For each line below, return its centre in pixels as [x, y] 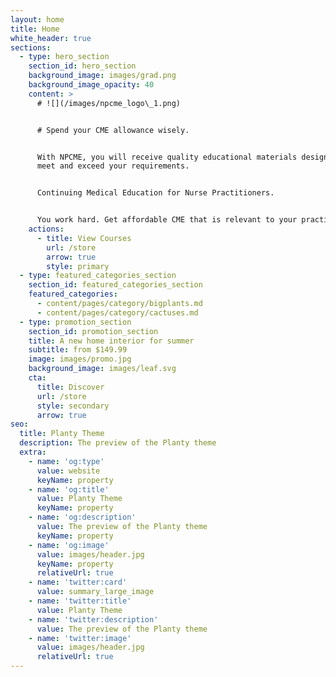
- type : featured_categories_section [98, 276]
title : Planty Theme [62, 434]
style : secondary [73, 406]
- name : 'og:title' [69, 489]
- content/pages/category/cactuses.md [117, 312]
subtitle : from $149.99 [78, 350]
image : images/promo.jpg [80, 359]
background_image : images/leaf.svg [102, 369]
